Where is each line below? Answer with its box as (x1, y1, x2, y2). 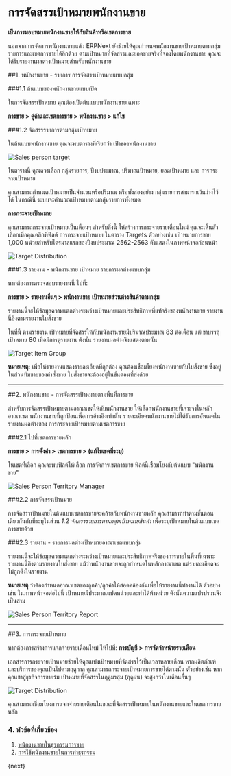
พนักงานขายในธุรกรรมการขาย (17, 740, 85, 749)
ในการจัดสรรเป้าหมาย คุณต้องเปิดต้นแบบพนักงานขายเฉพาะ (8, 98, 140, 106)
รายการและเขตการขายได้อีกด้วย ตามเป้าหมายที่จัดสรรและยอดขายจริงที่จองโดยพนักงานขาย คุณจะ (8, 49, 222, 58)
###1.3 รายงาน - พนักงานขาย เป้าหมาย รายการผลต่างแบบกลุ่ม (8, 265, 151, 274)
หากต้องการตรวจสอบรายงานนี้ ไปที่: (8, 279, 88, 287)
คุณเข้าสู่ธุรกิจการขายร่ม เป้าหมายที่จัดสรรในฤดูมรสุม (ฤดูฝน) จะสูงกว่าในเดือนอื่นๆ (8, 672, 191, 681)
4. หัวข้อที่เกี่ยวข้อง (8, 725, 58, 734)
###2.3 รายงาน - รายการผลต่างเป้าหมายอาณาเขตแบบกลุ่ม (8, 538, 142, 546)
